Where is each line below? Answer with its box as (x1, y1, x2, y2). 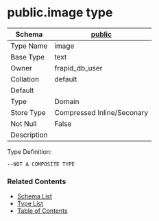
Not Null (10, 118, 37, 128)
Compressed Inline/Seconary (54, 107, 149, 117)
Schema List (16, 192, 53, 200)
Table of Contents (16, 207, 68, 215)
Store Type (10, 107, 46, 117)
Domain (54, 96, 79, 106)
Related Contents (7, 177, 66, 186)
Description (10, 130, 48, 140)
